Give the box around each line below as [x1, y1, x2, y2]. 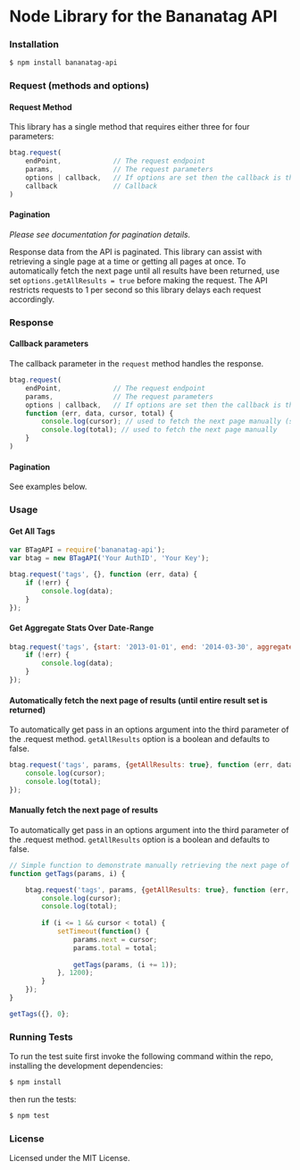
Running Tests [9, 1031, 73, 1043]
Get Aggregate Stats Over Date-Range [9, 622, 154, 633]
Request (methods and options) [9, 80, 150, 92]
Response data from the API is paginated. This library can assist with [9, 246, 262, 257]
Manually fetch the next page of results [9, 804, 159, 815]
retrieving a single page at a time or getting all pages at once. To [9, 256, 246, 266]
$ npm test [9, 1111, 50, 1120]
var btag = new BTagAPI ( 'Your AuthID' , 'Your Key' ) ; [9, 554, 210, 563]
